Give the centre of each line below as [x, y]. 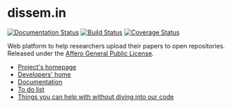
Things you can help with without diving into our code [96, 97]
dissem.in [37, 13]
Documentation [40, 81]
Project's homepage [47, 67]
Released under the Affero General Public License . [80, 53]
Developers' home [44, 74]
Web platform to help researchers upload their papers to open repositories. [116, 46]
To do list [31, 89]
